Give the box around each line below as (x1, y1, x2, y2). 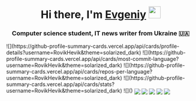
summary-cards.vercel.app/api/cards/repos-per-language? (6, 68, 153, 75)
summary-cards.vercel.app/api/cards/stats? (6, 81, 115, 88)
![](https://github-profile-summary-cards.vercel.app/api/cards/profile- (6, 42, 180, 50)
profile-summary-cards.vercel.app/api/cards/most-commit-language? (6, 56, 179, 63)
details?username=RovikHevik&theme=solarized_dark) (6, 49, 141, 56)
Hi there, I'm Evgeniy (41, 8, 147, 22)
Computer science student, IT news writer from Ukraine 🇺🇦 (11, 29, 190, 38)
